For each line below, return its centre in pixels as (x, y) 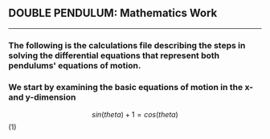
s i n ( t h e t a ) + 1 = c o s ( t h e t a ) (135, 115)
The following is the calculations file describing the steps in (127, 45)
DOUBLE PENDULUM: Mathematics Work (113, 13)
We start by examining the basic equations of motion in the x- (131, 87)
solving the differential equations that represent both (114, 55)
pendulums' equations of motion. (75, 65)
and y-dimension (42, 97)
